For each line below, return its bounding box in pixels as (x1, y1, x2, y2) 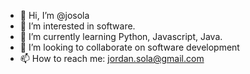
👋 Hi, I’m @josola (19, 10, 90, 21)
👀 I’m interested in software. (19, 20, 136, 32)
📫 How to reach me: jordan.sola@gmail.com (19, 53, 205, 64)
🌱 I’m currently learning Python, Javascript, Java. (19, 31, 223, 42)
